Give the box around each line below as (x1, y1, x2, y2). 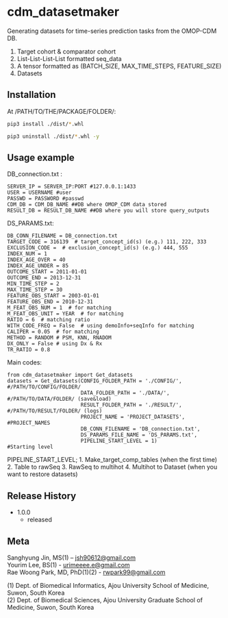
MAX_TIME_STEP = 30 (7, 286, 63, 293)
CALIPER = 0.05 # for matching (7, 328, 99, 336)
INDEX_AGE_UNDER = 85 (7, 262, 69, 269)
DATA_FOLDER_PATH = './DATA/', (80, 390, 170, 397)
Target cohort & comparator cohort (16, 47, 116, 55)
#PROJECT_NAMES (7, 419, 51, 427)
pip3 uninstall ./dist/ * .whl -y (7, 133, 99, 140)
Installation (7, 89, 56, 101)
